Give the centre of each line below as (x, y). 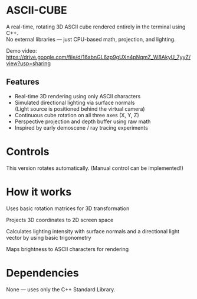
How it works (39, 192)
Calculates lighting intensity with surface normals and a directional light (93, 231)
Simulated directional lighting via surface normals (75, 102)
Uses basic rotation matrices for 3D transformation (68, 208)
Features (23, 82)
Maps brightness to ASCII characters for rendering (68, 249)
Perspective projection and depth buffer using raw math (83, 121)
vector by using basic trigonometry (49, 237)
